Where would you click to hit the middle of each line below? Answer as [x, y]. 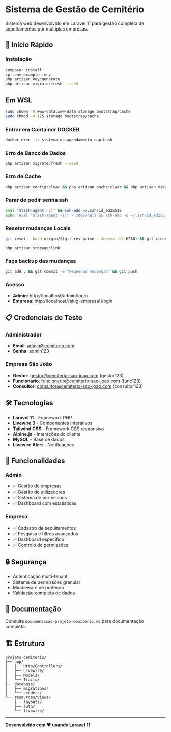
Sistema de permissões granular [47, 582]
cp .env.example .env [28, 75]
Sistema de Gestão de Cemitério [75, 9]
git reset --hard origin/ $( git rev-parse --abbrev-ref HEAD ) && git [79, 239]
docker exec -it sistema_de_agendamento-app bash [59, 140]
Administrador [24, 335]
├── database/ [20, 684]
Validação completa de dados [44, 593]
